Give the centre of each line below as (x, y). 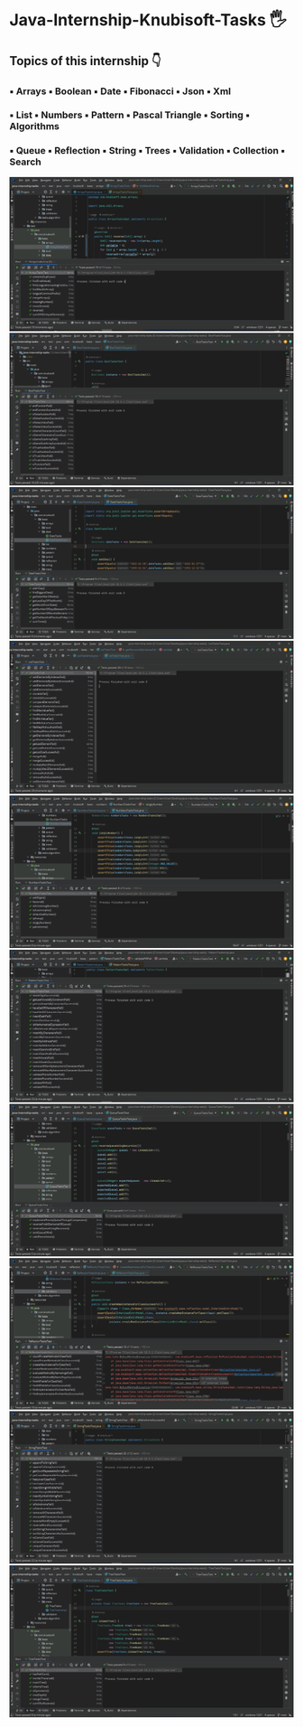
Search (26, 162)
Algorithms (35, 127)
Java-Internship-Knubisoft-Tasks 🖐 (148, 20)
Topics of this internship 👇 (85, 61)
